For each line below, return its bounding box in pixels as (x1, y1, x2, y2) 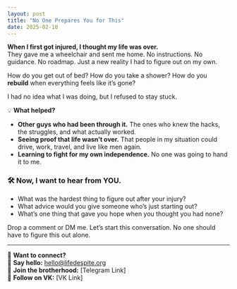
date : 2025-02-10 (7, 23, 59, 30)
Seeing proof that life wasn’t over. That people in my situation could (17, 135, 217, 144)
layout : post (7, 10, 46, 18)
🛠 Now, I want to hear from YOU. (7, 176, 121, 185)
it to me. (17, 158, 42, 166)
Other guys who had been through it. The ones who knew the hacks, (17, 121, 221, 129)
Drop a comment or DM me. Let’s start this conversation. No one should (7, 223, 216, 231)
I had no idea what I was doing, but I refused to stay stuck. (7, 92, 178, 101)
